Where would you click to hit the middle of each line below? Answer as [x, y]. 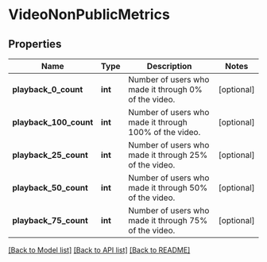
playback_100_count [53, 122]
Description [169, 66]
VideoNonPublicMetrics [89, 15]
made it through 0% [165, 89]
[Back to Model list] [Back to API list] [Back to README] [99, 250]
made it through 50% [168, 188]
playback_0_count [48, 89]
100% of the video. [164, 132]
